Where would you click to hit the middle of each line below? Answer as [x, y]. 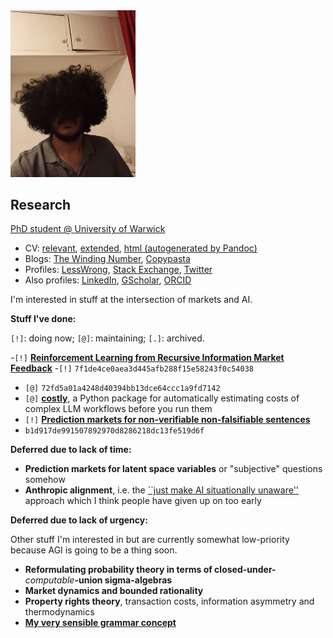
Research [41, 205]
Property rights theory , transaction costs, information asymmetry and [169, 601]
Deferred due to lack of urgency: [79, 520]
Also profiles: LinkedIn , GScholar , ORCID [108, 280]
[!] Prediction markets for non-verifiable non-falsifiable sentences [167, 420]
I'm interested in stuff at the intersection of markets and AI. [131, 300]
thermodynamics [59, 612]
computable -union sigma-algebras [98, 580]
